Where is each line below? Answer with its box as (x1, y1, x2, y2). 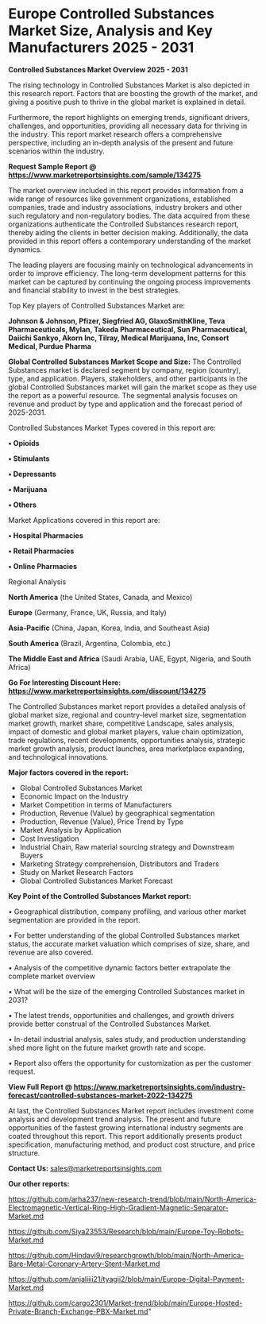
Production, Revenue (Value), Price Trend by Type (19, 816, 184, 827)
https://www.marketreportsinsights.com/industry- (73, 1082, 246, 1091)
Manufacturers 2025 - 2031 (8, 39, 195, 56)
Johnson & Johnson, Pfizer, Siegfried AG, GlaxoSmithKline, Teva (8, 316, 226, 326)
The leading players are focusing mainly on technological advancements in (8, 260, 253, 269)
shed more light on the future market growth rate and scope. (8, 1043, 206, 1052)
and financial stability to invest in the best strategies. (8, 285, 180, 295)
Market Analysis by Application (19, 825, 121, 834)
